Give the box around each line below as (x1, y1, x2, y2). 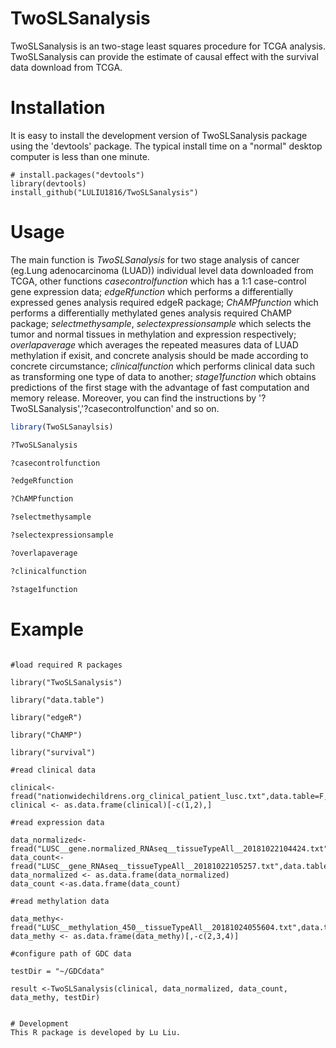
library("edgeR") (10, 712, 83, 722)
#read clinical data (10, 765, 97, 775)
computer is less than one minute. (10, 150, 150, 162)
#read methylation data (10, 896, 110, 906)
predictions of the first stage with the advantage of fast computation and (10, 381, 310, 393)
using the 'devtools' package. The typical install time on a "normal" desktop (10, 140, 323, 152)
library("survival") (10, 747, 97, 757)
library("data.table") (10, 695, 105, 705)
